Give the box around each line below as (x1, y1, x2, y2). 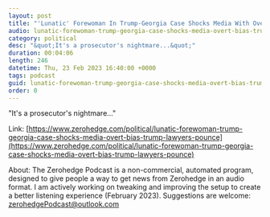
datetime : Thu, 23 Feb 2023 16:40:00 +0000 (8, 64, 157, 72)
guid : (8, 79, 27, 87)
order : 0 (8, 86, 38, 95)
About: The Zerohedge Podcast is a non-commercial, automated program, (8, 166, 254, 175)
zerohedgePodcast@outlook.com (8, 199, 120, 209)
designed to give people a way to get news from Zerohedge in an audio (8, 174, 245, 183)
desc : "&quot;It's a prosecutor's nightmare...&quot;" (8, 42, 196, 50)
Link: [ (8, 124, 30, 133)
